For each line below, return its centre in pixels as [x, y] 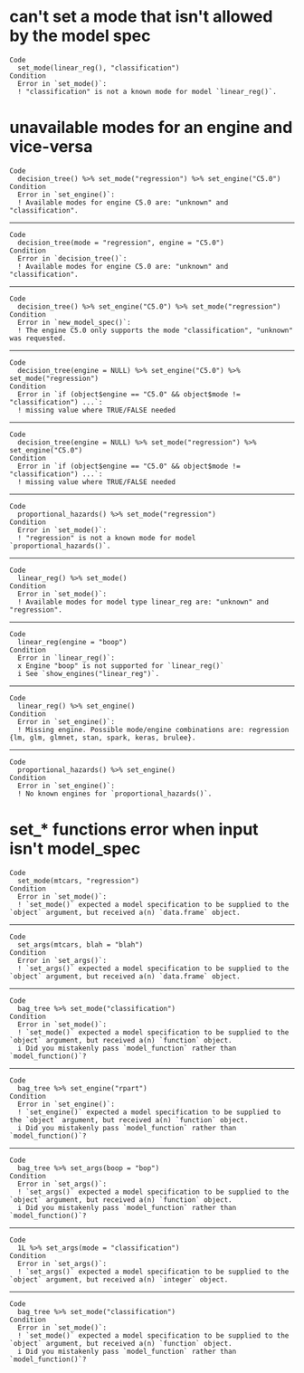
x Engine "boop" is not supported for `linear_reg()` [121, 666]
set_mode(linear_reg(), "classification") [99, 68]
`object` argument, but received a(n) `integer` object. [119, 1279]
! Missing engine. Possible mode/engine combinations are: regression [153, 729]
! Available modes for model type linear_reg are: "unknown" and [143, 602]
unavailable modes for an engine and [151, 128]
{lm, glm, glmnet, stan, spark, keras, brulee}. [103, 738]
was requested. [38, 338]
